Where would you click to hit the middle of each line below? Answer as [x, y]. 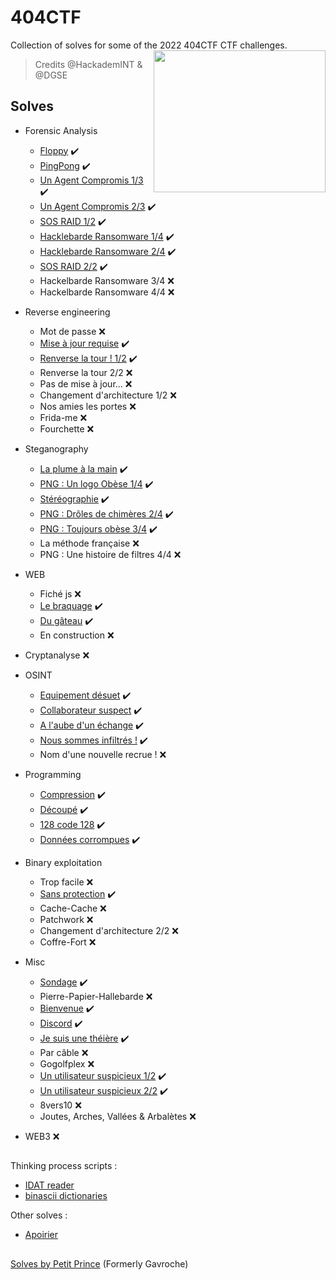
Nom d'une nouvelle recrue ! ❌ [103, 754]
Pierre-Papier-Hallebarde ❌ [96, 996]
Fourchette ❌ [67, 428]
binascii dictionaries [66, 1196]
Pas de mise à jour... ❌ [86, 383]
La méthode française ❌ [89, 543]
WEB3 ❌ [42, 1136]
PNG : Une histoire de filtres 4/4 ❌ [110, 554]
